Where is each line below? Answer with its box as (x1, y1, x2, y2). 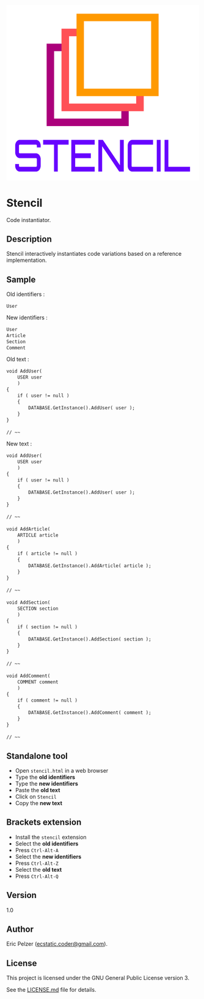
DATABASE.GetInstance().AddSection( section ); (28, 636, 151, 642)
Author (6, 924, 34, 934)
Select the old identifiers (15, 840, 79, 847)
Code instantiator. (6, 216, 51, 223)
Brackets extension (6, 817, 82, 828)
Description (6, 234, 52, 244)
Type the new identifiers (15, 779, 78, 787)
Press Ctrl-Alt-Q (15, 872, 59, 880)
